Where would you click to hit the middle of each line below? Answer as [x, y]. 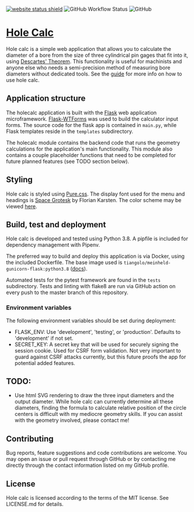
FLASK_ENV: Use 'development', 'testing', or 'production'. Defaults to [98, 332]
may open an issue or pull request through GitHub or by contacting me [91, 459]
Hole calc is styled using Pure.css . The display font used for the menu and [96, 194]
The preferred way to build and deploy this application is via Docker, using [96, 256]
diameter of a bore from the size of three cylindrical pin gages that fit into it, [97, 55]
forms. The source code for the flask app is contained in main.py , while [91, 125]
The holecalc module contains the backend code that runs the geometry [93, 142]
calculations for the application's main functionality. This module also [89, 149]
